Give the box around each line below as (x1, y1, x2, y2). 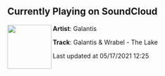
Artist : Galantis (52, 24, 97, 32)
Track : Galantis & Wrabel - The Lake (52, 38, 159, 46)
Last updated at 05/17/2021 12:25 (52, 51, 149, 60)
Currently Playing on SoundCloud (7, 6, 158, 18)
